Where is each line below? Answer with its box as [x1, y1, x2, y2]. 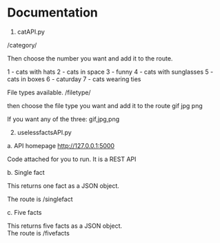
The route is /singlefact [7, 195, 74, 203]
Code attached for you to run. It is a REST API [7, 155, 137, 163]
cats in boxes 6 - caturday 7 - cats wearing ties [7, 74, 141, 83]
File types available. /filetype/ [7, 88, 91, 96]
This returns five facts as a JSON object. [7, 222, 123, 230]
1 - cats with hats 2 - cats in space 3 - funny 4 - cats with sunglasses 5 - [7, 67, 214, 76]
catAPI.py [17, 28, 45, 36]
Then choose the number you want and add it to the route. [7, 54, 173, 63]
